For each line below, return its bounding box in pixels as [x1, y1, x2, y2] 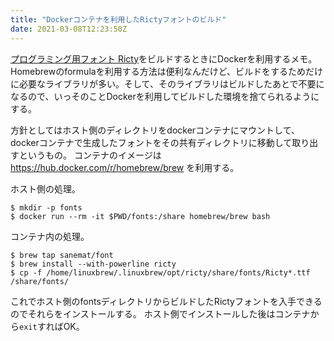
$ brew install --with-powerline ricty [10, 259, 177, 269]
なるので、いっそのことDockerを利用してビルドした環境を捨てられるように [10, 90, 320, 102]
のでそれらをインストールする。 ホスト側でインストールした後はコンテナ [10, 307, 311, 320]
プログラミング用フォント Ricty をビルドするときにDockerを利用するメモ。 [10, 52, 318, 65]
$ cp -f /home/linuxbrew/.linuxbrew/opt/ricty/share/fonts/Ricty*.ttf [10, 267, 311, 278]
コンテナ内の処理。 [10, 230, 90, 242]
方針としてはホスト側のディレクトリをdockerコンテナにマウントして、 [10, 124, 300, 136]
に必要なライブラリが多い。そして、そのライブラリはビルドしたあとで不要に [10, 77, 325, 90]
